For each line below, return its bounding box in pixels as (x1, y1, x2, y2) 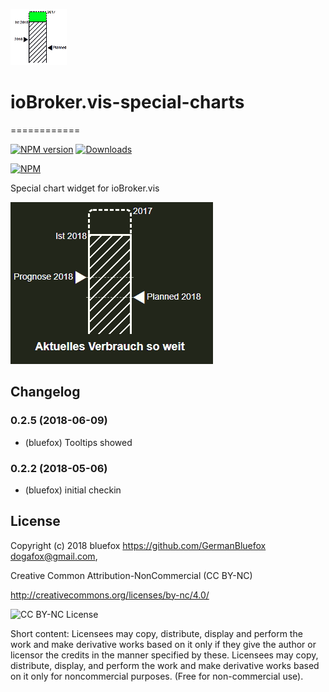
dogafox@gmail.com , (10, 550, 98, 562)
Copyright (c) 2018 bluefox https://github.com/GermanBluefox (10, 539, 267, 551)
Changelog (10, 384, 81, 401)
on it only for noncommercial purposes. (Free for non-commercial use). (10, 670, 304, 682)
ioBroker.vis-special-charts (10, 91, 245, 114)
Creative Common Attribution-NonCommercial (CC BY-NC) (10, 569, 253, 581)
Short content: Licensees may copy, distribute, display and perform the (10, 627, 303, 639)
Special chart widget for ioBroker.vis (10, 182, 160, 194)
